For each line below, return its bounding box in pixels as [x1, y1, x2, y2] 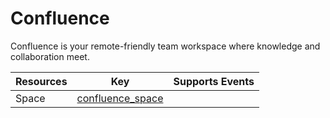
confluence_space [76, 91, 164, 105]
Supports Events [173, 74, 255, 88]
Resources [15, 74, 68, 88]
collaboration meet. [10, 50, 90, 62]
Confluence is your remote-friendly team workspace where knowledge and [10, 40, 321, 52]
